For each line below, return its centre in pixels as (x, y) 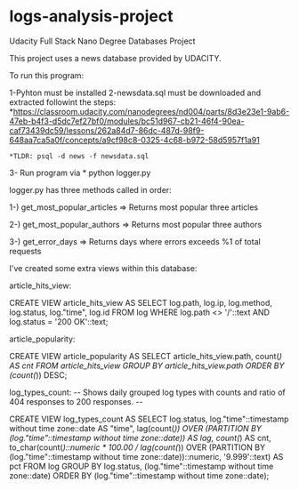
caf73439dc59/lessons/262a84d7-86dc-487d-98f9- (107, 130)
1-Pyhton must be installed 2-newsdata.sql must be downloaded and (135, 92)
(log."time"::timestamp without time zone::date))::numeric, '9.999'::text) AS (146, 456)
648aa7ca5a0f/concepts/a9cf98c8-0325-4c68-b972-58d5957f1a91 (134, 140)
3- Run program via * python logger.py (80, 173)
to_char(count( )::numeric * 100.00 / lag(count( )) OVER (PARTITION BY (137, 447)
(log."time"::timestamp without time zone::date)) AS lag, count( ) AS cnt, (140, 438)
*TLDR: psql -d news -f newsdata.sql (79, 156)
